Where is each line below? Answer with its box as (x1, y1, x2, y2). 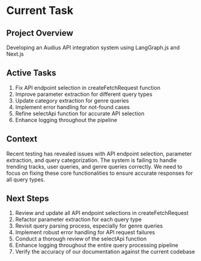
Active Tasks (6, 68, 56, 78)
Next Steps (6, 194, 49, 204)
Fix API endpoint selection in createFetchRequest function (15, 84, 161, 91)
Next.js (6, 50, 24, 58)
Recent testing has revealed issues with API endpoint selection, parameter (6, 150, 192, 157)
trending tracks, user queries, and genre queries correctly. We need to (6, 163, 183, 170)
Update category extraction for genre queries (15, 97, 129, 104)
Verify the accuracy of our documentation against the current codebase (15, 248, 196, 256)
